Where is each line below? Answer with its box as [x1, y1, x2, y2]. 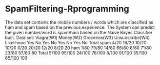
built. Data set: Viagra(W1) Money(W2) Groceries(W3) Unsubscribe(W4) [5, 35, 150, 40]
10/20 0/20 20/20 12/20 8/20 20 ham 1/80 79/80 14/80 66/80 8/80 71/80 [5, 45, 152, 51]
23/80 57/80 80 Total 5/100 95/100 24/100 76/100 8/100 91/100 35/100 [5, 50, 147, 56]
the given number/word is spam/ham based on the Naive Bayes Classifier [5, 29, 153, 35]
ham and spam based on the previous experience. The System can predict [5, 24, 155, 30]
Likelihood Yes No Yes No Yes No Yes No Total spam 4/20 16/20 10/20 [5, 39, 147, 45]
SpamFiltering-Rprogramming [5, 3, 129, 14]
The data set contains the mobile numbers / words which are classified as [5, 19, 154, 25]
